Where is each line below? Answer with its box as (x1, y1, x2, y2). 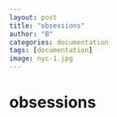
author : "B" (9, 29, 53, 38)
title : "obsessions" (9, 21, 86, 30)
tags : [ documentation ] (9, 46, 93, 55)
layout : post (9, 12, 58, 22)
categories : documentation (9, 37, 109, 47)
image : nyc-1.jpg (9, 54, 74, 63)
